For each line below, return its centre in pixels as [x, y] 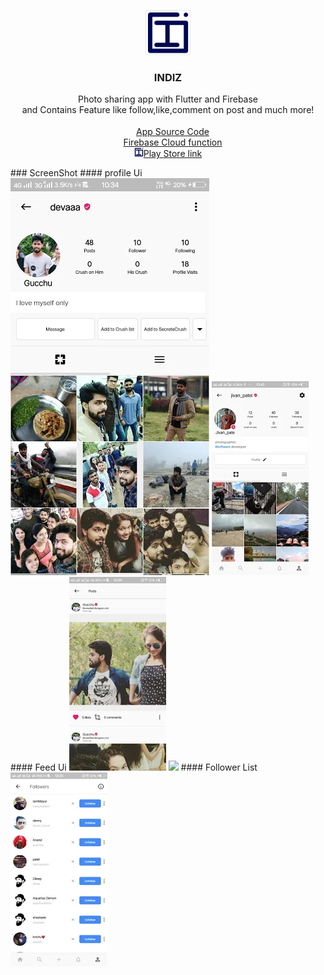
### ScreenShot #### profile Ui [76, 173]
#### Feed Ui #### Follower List [134, 767]
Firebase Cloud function [173, 142]
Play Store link [173, 154]
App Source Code [173, 132]
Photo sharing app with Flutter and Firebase [168, 99]
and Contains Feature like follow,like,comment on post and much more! [168, 110]
